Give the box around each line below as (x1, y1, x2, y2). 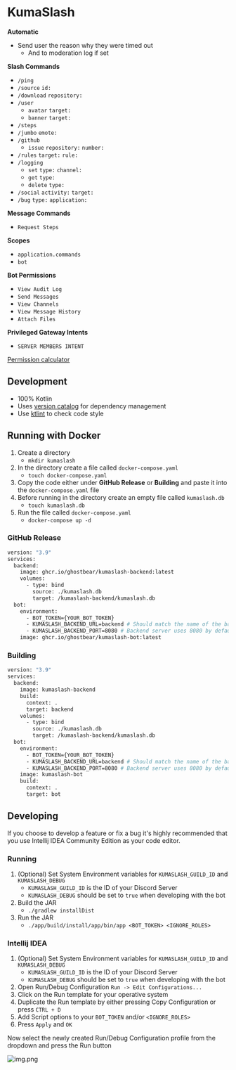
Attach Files (17, 316, 56, 323)
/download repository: (17, 92, 83, 99)
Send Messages (17, 293, 59, 300)
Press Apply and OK (17, 1020, 72, 1029)
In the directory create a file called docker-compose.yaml (17, 463, 179, 472)
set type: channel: (27, 167, 83, 174)
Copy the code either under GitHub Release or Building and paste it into (17, 478, 228, 486)
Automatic (7, 27, 39, 36)
